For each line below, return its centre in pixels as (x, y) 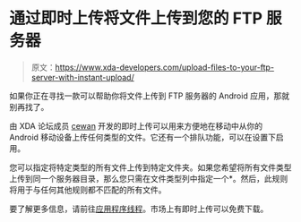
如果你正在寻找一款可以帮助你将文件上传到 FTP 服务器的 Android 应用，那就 (149, 96)
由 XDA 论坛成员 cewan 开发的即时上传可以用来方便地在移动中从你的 (136, 125)
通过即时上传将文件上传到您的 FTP (136, 18)
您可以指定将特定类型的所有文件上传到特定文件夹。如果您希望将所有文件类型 (150, 167)
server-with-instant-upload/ (82, 77)
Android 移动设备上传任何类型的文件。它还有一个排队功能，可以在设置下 (142, 137)
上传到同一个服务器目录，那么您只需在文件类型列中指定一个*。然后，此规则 (149, 178)
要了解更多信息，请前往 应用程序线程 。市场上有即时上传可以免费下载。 (139, 209)
